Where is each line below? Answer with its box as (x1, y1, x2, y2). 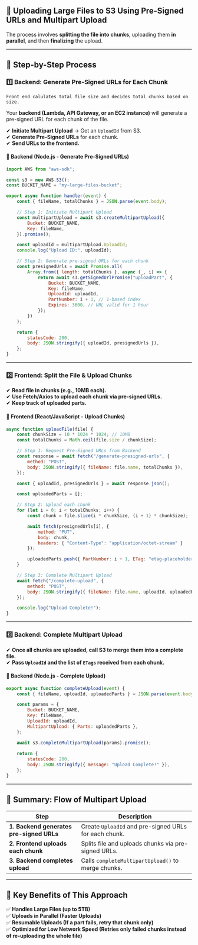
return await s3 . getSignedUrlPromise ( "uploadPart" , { (37, 275, 173, 280)
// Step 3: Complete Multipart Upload (16, 572, 112, 579)
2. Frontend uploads (9, 839, 67, 847)
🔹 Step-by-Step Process (6, 60, 97, 70)
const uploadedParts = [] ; (16, 491, 83, 497)
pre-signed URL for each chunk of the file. (6, 115, 109, 122)
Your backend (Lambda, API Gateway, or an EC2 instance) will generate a (6, 109, 187, 116)
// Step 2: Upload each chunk (16, 502, 91, 508)
